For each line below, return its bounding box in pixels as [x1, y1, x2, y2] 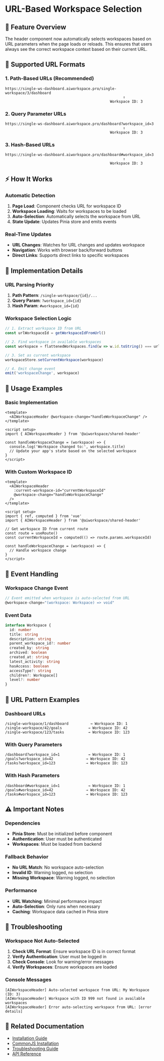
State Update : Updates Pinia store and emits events [12, 219, 117, 225]
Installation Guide [12, 1035, 47, 1041]
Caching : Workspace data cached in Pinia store [12, 908, 108, 914]
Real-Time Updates [5, 231, 52, 238]
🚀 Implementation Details [5, 267, 83, 275]
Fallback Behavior [5, 854, 49, 860]
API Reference [12, 1051, 41, 1057]
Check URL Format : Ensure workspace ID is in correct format [12, 948, 136, 954]
